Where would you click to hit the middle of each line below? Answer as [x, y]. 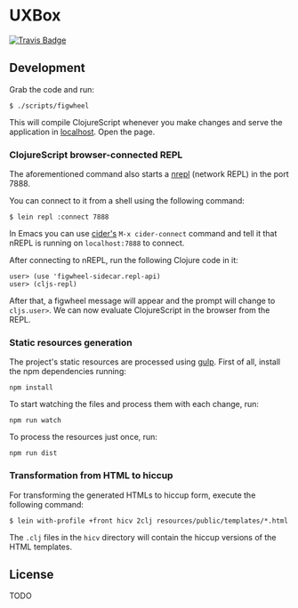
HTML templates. [41, 547]
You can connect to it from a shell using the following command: [127, 201]
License [32, 575]
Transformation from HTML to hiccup [91, 476]
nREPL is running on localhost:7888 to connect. [97, 243]
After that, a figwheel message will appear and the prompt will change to [142, 301]
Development [48, 68]
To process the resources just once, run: [84, 437]
